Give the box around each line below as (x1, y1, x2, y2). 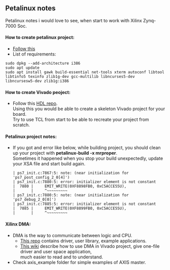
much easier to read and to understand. (20, 254, 103, 260)
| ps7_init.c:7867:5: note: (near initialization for (12, 170, 129, 176)
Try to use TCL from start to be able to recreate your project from (12, 116, 149, 123)
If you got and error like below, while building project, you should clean (12, 145, 161, 151)
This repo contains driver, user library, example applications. (20, 238, 147, 244)
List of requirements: (12, 51, 56, 57)
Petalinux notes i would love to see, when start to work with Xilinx (5, 17, 142, 23)
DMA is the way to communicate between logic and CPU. (12, 232, 132, 238)
